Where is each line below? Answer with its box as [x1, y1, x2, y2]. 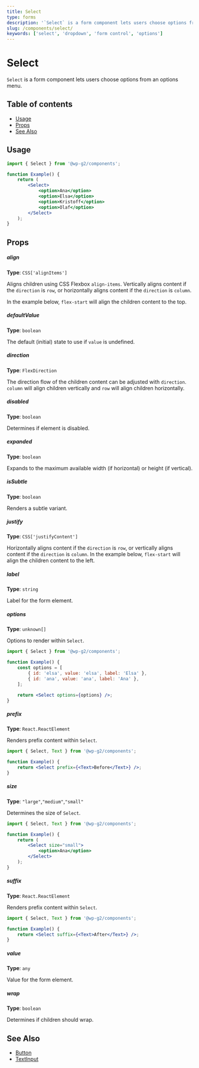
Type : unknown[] [6, 626, 47, 633]
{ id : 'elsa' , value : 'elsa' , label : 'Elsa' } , [28, 671, 147, 677]
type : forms [6, 14, 36, 20]
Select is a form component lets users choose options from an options [6, 76, 179, 83]
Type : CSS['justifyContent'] [6, 533, 79, 540]
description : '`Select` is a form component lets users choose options [6, 20, 187, 25]
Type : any [6, 965, 31, 972]
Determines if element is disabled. [6, 425, 90, 432]
